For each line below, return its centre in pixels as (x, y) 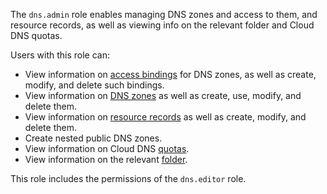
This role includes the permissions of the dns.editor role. (128, 178)
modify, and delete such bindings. (94, 85)
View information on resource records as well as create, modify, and (165, 117)
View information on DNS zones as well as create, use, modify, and (163, 95)
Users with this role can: (60, 55)
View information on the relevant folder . (106, 159)
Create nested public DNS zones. (93, 138)
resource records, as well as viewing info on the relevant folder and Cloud (162, 25)
